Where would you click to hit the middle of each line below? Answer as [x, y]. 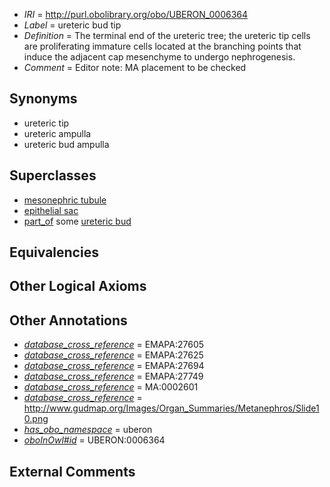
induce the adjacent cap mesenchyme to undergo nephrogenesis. [159, 57]
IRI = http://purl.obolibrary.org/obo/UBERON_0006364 [136, 14]
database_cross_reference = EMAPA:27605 [114, 345]
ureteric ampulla [57, 133]
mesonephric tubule [65, 200]
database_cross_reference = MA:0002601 [111, 387]
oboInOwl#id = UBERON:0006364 [94, 440]
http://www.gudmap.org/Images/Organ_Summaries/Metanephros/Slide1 [171, 408]
